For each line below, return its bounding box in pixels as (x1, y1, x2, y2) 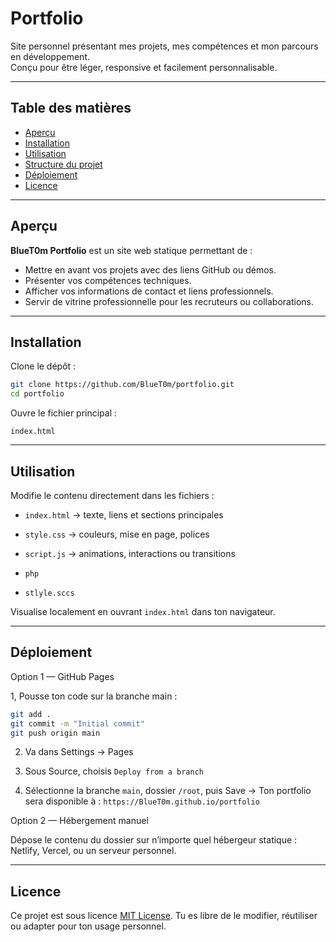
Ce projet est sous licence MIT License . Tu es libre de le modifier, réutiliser (10, 910, 318, 922)
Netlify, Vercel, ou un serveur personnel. (10, 845, 177, 857)
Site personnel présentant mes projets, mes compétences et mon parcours (10, 40, 319, 52)
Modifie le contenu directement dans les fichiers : (10, 489, 215, 501)
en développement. (10, 50, 90, 62)
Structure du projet (24, 158, 103, 170)
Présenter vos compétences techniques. (24, 274, 192, 286)
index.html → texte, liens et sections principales (24, 508, 224, 521)
